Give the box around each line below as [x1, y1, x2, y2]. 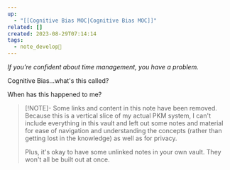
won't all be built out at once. [24, 155, 110, 164]
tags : [7, 37, 23, 44]
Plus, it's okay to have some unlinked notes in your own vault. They [24, 148, 221, 156]
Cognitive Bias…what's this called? [7, 76, 109, 85]
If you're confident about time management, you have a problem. [7, 63, 199, 71]
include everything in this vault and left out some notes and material [24, 119, 224, 127]
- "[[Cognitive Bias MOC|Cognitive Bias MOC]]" [13, 17, 158, 24]
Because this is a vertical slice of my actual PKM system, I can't [24, 111, 212, 120]
